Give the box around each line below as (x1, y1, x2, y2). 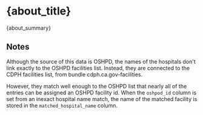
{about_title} (6, 4, 72, 18)
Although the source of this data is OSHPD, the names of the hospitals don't (6, 57, 196, 65)
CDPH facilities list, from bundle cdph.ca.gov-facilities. (6, 71, 143, 78)
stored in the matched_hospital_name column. (6, 102, 118, 109)
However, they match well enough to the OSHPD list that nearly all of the (6, 82, 187, 90)
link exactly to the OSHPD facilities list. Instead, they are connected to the (6, 64, 190, 71)
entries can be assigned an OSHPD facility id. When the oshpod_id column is (6, 89, 197, 96)
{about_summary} (6, 24, 52, 31)
